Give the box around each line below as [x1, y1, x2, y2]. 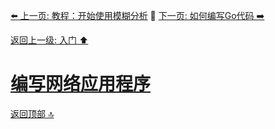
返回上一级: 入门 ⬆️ [10, 34, 89, 46]
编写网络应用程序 [10, 73, 152, 96]
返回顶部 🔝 [10, 107, 55, 119]
